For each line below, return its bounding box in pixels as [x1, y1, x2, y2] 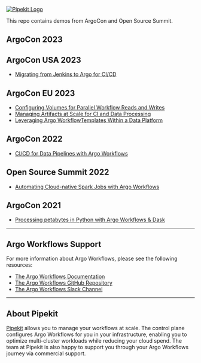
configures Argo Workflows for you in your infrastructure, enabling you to [6, 331, 187, 338]
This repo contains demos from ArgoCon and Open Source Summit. [6, 17, 173, 24]
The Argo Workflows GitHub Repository [14, 279, 112, 286]
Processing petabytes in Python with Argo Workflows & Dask [14, 216, 166, 224]
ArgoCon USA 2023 [6, 54, 81, 65]
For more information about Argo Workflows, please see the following [6, 255, 178, 263]
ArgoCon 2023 [6, 35, 63, 45]
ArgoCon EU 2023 [6, 88, 75, 98]
